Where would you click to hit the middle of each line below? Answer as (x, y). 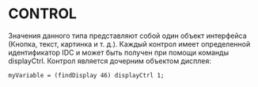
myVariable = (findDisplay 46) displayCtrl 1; (86, 75)
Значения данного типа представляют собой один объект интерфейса (127, 36)
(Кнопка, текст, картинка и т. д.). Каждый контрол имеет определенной (129, 43)
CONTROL (43, 14)
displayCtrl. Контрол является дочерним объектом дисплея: (110, 61)
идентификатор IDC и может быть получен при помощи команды (119, 52)
